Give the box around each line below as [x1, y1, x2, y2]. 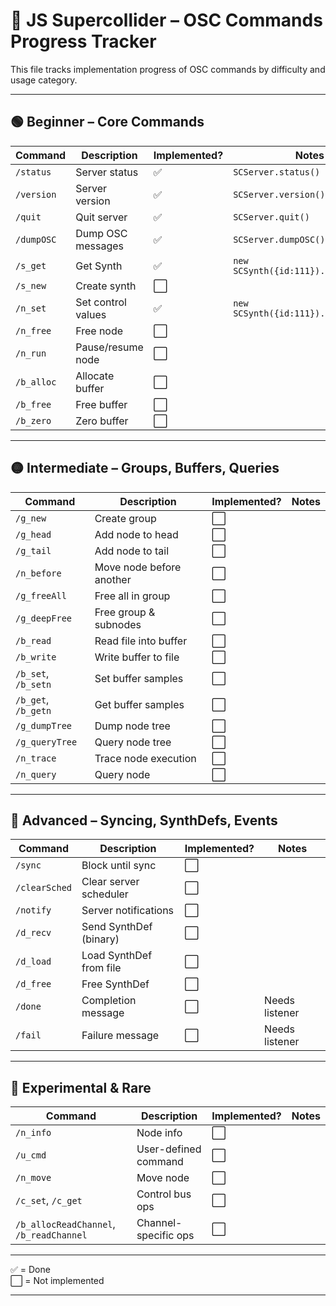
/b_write [15, 651, 57, 663]
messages [75, 239, 124, 253]
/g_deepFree [15, 612, 73, 624]
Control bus [136, 1187, 192, 1201]
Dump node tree [94, 719, 171, 733]
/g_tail [15, 545, 52, 556]
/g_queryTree [15, 736, 78, 748]
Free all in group [94, 589, 171, 603]
